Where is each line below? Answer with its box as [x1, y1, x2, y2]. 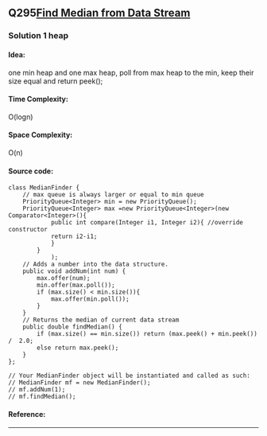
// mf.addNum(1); [8, 386, 66, 394]
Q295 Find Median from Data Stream [8, 6, 191, 20]
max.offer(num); [37, 274, 91, 282]
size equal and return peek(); [8, 76, 103, 86]
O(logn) [8, 111, 33, 122]
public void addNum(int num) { [22, 267, 126, 275]
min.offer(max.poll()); [37, 282, 115, 290]
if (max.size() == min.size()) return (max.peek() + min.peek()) [37, 330, 258, 338]
